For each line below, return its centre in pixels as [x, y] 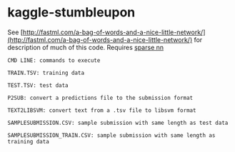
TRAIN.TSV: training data [46, 73]
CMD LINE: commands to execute [54, 60]
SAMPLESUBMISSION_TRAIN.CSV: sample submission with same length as [111, 135]
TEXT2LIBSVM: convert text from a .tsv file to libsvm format [102, 110]
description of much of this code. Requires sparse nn [86, 47]
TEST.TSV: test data [38, 85]
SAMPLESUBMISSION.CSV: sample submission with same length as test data [118, 123]
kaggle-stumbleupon [71, 12]
